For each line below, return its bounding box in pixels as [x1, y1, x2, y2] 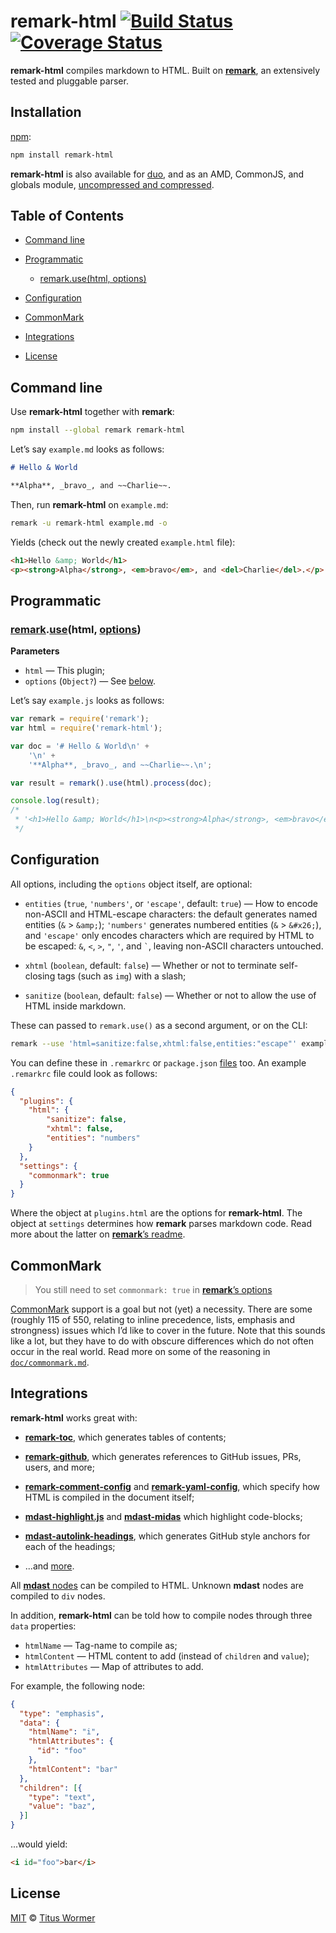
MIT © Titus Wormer [10, 1911, 96, 1924]
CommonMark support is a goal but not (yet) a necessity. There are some [10, 1303, 313, 1315]
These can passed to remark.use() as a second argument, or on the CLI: [10, 1019, 308, 1031]
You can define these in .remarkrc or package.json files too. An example [10, 1056, 307, 1069]
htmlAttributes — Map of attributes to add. [24, 1660, 204, 1672]
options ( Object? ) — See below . [24, 675, 157, 687]
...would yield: [10, 1838, 68, 1850]
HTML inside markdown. [24, 1000, 127, 1012]
